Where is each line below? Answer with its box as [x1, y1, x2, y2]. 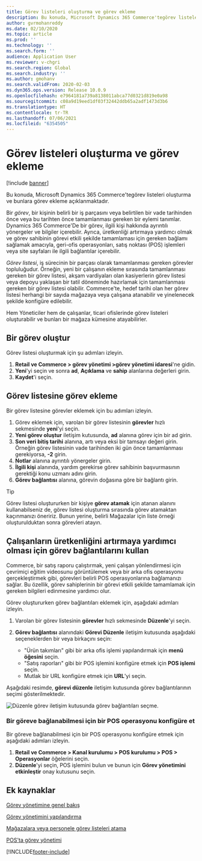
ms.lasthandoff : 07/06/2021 [6, 115, 77, 121]
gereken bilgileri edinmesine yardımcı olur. [6, 587, 111, 594]
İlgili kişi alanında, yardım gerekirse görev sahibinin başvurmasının [14, 463, 180, 470]
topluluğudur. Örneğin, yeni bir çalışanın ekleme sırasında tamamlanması [6, 266, 186, 273]
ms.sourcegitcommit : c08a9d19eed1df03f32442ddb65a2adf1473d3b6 [6, 98, 168, 104]
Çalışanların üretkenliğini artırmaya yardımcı [6, 536, 176, 547]
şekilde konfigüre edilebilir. [6, 297, 73, 305]
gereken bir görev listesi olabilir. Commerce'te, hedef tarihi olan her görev [6, 285, 189, 292]
